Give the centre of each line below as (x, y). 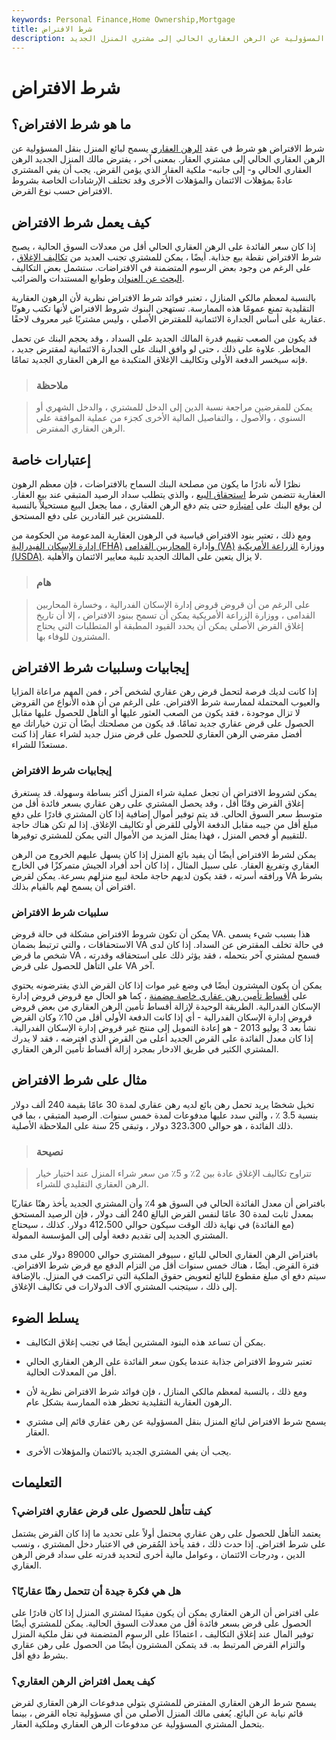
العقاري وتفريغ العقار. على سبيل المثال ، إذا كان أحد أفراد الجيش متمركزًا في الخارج (165, 865)
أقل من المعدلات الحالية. (71, 1372)
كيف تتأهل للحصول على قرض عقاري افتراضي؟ (112, 1511)
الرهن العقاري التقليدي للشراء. (92, 1184)
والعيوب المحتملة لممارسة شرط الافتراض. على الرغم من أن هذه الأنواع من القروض (166, 702)
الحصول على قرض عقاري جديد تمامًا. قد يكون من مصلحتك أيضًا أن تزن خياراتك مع (162, 723)
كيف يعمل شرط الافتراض (81, 222)
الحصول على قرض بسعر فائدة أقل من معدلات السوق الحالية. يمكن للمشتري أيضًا (161, 1623)
